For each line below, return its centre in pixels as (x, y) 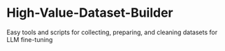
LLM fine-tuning (30, 39)
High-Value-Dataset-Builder (90, 13)
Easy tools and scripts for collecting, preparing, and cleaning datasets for (112, 32)
